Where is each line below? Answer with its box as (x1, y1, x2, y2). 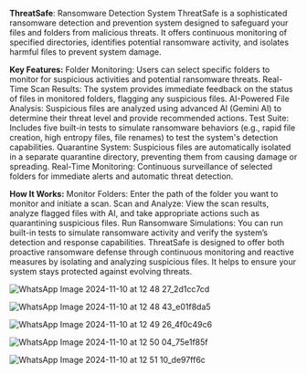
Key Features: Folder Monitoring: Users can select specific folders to (9, 64, 270, 75)
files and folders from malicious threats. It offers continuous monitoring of (9, 27, 288, 37)
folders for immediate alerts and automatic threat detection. (9, 171, 234, 182)
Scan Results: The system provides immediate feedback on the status (30, 84, 293, 94)
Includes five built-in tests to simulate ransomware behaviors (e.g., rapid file (9, 122, 296, 133)
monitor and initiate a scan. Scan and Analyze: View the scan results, (9, 198, 270, 209)
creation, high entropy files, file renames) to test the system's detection (9, 132, 279, 142)
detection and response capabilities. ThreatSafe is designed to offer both (9, 237, 285, 247)
